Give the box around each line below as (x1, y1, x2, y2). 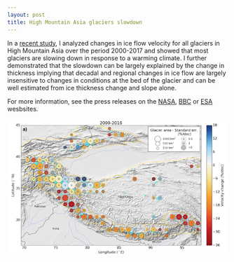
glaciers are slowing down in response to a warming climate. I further (7, 53, 207, 62)
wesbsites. (7, 104, 39, 113)
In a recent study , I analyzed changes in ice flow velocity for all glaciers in (7, 39, 221, 47)
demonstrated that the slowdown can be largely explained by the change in (7, 61, 225, 69)
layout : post (7, 11, 46, 18)
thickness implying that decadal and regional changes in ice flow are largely (7, 69, 226, 77)
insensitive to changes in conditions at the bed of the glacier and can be (7, 76, 216, 84)
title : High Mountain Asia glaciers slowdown (7, 18, 142, 26)
